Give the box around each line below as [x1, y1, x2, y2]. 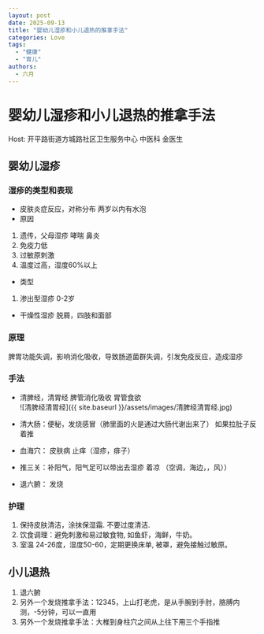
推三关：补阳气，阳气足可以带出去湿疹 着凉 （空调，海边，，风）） [19, 462, 231, 472]
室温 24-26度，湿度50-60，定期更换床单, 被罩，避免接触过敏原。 [19, 540, 232, 550]
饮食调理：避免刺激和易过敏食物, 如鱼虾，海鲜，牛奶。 [19, 530, 197, 539]
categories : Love [8, 33, 65, 42]
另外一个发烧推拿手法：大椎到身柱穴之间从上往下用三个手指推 [19, 617, 221, 626]
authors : [8, 63, 37, 71]
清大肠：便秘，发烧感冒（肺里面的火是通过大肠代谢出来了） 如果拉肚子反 [19, 419, 257, 428]
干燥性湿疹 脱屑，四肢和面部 [19, 310, 112, 320]
